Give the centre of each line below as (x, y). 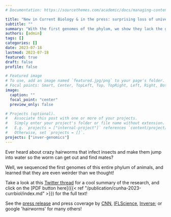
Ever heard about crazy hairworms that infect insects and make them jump (83, 152)
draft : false (19, 62)
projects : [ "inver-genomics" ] (37, 137)
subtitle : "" (19, 24)
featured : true (21, 57)
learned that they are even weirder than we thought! (60, 173)
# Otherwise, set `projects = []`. (45, 133)
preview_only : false (32, 104)
